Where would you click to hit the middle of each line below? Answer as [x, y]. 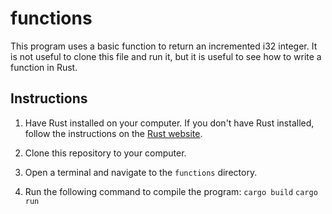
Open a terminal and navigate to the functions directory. [141, 172]
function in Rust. [44, 67]
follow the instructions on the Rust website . [113, 133]
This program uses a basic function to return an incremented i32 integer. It [164, 46]
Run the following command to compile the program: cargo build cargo [171, 191]
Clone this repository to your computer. [105, 153]
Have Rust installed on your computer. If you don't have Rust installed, [169, 123]
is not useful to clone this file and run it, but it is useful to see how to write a [166, 56]
